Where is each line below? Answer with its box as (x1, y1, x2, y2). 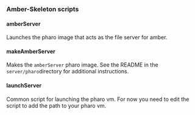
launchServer (6, 81, 41, 89)
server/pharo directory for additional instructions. (6, 68, 129, 75)
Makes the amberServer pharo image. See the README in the (6, 61, 158, 69)
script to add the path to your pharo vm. (6, 102, 107, 109)
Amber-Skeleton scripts (6, 5, 79, 13)
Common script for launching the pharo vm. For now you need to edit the (6, 95, 190, 103)
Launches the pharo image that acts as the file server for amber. (6, 34, 168, 41)
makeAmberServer (6, 48, 56, 55)
